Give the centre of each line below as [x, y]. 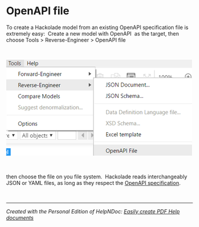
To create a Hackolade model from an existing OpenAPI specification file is [97, 27]
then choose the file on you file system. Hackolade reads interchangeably [97, 177]
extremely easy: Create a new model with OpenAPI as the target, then [93, 33]
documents [20, 218]
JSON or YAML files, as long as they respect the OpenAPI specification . [93, 183]
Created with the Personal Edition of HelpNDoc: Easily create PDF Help [93, 211]
